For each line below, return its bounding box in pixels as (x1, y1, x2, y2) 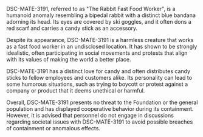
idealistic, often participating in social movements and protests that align (6, 49, 188, 57)
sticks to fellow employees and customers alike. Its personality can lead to (6, 74, 193, 81)
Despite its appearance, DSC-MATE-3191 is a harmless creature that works (6, 37, 194, 43)
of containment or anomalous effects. (6, 125, 100, 132)
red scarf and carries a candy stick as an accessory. (6, 24, 138, 32)
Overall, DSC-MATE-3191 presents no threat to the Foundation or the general (6, 99, 198, 106)
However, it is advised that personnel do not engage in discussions (6, 112, 174, 119)
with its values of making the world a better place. (6, 56, 132, 63)
